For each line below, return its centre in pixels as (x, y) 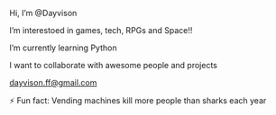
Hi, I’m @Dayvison (43, 13)
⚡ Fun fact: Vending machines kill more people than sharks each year (138, 101)
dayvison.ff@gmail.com (53, 83)
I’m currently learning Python (63, 48)
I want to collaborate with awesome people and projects (114, 65)
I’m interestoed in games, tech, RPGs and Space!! (101, 30)
